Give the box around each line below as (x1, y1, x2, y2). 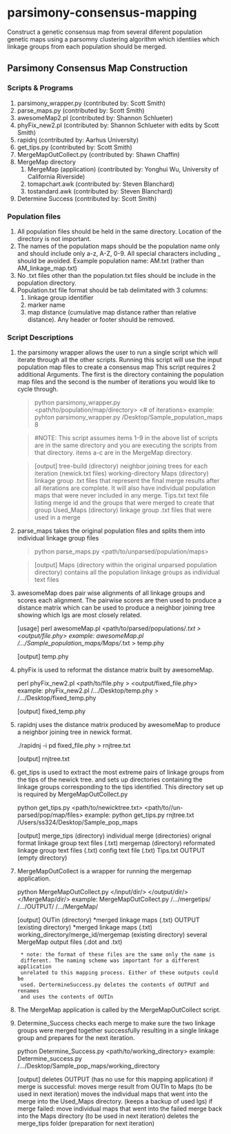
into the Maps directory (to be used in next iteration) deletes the (17, 1112, 199, 1120)
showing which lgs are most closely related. (17, 611, 142, 619)
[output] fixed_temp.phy (17, 707, 86, 716)
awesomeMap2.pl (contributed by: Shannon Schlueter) (17, 113, 174, 122)
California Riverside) (27, 172, 86, 180)
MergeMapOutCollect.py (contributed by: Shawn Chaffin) (17, 150, 181, 158)
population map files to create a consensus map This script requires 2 (17, 363, 216, 371)
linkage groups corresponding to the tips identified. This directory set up (17, 783, 224, 791)
